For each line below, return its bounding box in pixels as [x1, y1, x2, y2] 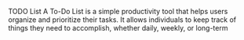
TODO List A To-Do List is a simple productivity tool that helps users [8, 7, 228, 16]
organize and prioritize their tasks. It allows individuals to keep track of [8, 15, 237, 24]
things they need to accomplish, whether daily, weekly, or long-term [8, 24, 228, 32]
